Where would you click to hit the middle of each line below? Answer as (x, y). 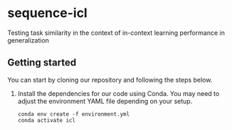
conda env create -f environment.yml (74, 114)
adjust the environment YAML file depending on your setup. (105, 101)
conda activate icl (47, 120)
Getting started (42, 63)
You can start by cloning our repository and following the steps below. (110, 80)
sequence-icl (47, 13)
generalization (28, 40)
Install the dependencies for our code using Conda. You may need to (118, 93)
